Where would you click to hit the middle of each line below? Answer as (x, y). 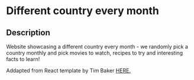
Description (28, 33)
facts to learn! (23, 59)
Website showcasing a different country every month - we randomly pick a (97, 46)
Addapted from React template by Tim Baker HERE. (69, 71)
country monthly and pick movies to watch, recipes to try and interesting (95, 53)
